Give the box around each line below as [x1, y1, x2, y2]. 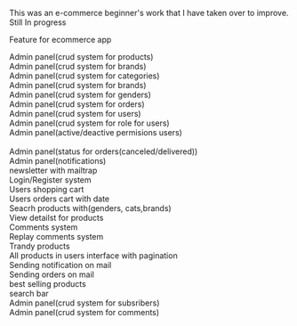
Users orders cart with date [9, 193, 110, 204]
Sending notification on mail [9, 260, 112, 270]
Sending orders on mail [9, 269, 95, 280]
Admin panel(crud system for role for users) [9, 118, 171, 128]
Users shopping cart [9, 184, 84, 194]
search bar [9, 289, 49, 298]
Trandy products [9, 240, 70, 251]
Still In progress [9, 17, 67, 28]
